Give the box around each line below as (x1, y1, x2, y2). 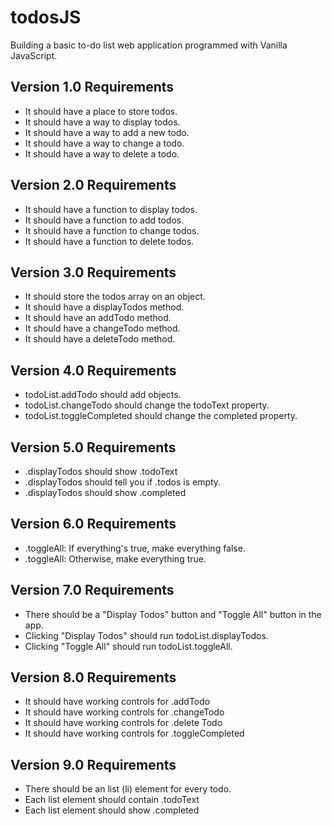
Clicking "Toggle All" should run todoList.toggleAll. (24, 640, 233, 652)
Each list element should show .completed (24, 804, 200, 816)
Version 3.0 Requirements (10, 264, 177, 281)
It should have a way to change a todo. (24, 137, 185, 149)
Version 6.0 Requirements (10, 516, 177, 533)
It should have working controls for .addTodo (24, 696, 211, 708)
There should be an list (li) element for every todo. (24, 783, 232, 795)
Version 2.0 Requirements (10, 177, 177, 194)
